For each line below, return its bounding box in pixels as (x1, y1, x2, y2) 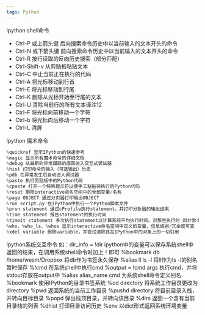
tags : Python (6, 9, 40, 15)
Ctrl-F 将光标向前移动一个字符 (15, 108, 91, 116)
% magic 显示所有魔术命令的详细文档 (6, 154, 85, 161)
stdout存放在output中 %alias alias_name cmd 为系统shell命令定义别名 (6, 271, 182, 279)
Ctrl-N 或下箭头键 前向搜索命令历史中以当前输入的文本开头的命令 (15, 47, 179, 55)
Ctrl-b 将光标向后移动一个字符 (15, 116, 91, 123)
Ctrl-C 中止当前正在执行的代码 (15, 70, 92, 77)
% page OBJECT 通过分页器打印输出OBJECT (6, 194, 99, 201)
